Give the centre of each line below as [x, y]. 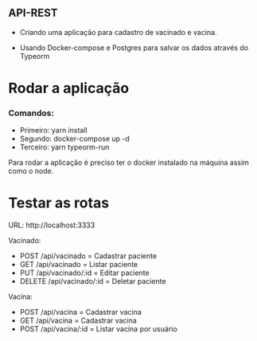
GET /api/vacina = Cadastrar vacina [78, 320]
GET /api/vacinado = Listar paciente [79, 265]
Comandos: [31, 113]
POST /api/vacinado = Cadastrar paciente [88, 256]
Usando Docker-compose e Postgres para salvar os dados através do [134, 48]
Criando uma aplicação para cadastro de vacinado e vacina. [118, 32]
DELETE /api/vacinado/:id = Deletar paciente [93, 281]
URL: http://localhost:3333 [52, 225]
